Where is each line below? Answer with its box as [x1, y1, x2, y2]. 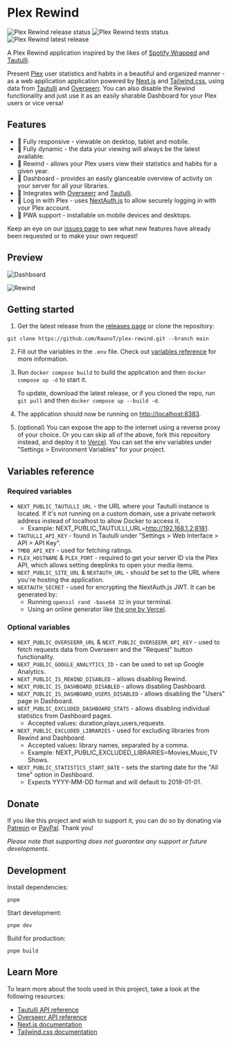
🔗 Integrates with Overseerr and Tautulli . [17, 188, 133, 197]
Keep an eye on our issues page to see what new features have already [7, 224, 211, 233]
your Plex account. [17, 203, 71, 212]
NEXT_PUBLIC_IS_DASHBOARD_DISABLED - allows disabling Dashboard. [17, 682, 206, 691]
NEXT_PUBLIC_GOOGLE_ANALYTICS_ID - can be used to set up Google [17, 660, 204, 669]
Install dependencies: [7, 883, 69, 891]
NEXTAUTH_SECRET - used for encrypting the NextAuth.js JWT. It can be [17, 583, 216, 592]
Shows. [27, 756, 49, 764]
